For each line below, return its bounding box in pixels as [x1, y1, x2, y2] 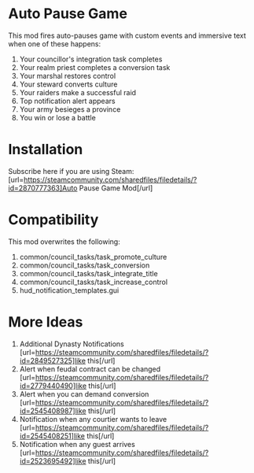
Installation [8, 141, 83, 158]
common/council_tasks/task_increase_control [19, 277, 167, 286]
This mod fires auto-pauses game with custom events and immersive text [8, 31, 246, 40]
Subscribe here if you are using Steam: [8, 166, 134, 176]
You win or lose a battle [19, 113, 96, 122]
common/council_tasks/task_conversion [19, 261, 150, 270]
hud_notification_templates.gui [19, 285, 120, 295]
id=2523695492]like [19, 456, 87, 465]
